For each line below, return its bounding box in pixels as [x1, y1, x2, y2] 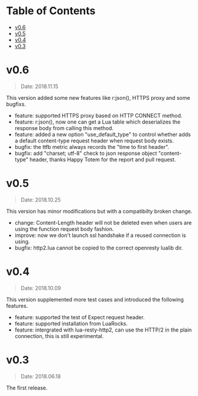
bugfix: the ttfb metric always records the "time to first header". [14, 143, 170, 150]
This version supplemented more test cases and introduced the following [6, 296, 184, 303]
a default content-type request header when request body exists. [14, 137, 174, 144]
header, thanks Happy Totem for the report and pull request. [29, 155, 176, 163]
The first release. [6, 384, 48, 391]
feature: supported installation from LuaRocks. [14, 320, 128, 327]
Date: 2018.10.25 [20, 196, 61, 203]
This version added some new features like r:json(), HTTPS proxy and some [6, 94, 190, 101]
